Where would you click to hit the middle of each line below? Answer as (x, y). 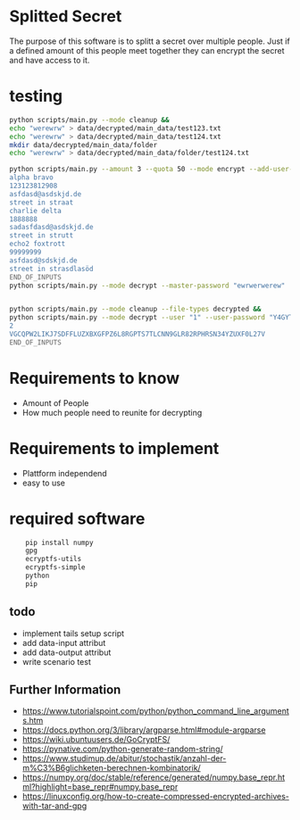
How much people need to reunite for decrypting (112, 412)
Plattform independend (64, 473)
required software (77, 518)
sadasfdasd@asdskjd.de (51, 228)
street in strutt (42, 236)
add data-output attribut (67, 652)
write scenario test (56, 661)
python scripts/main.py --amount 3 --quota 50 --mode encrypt (127, 170)
